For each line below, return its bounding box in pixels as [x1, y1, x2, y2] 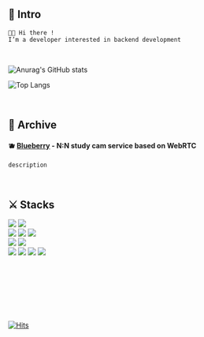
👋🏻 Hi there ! [8, 28, 55, 36]
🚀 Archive [8, 118, 57, 132]
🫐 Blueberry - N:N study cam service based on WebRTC [8, 140, 197, 150]
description [8, 161, 47, 170]
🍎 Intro [8, 8, 42, 21]
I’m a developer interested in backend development [8, 36, 181, 43]
